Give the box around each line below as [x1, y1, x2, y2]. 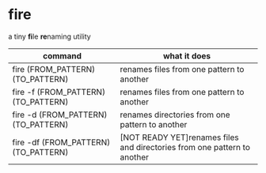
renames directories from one [120, 109, 230, 120]
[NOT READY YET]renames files [120, 132, 239, 143]
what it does [162, 50, 211, 61]
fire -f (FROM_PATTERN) [12, 86, 105, 97]
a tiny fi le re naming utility [8, 32, 91, 41]
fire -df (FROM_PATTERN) [12, 137, 111, 148]
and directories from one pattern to [120, 141, 251, 152]
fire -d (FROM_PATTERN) [12, 109, 108, 120]
